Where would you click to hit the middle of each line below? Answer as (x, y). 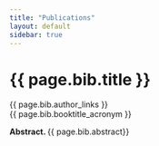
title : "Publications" (52, 18)
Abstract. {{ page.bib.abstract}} (70, 131)
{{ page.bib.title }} (80, 79)
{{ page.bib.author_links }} (59, 104)
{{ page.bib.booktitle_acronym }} (70, 114)
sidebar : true (36, 34)
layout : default (40, 26)
